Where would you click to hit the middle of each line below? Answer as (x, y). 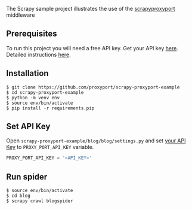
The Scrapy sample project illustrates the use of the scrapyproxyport (91, 9)
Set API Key (28, 127)
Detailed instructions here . (39, 54)
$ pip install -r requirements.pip (50, 108)
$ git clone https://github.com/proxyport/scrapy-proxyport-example (93, 87)
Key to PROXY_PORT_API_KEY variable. (50, 147)
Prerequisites (32, 34)
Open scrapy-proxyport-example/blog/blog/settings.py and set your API (96, 141)
